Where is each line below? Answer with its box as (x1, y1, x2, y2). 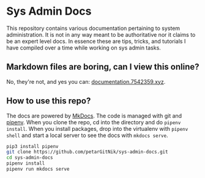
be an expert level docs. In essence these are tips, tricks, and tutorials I (6, 37, 186, 45)
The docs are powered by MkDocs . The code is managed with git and (6, 112, 182, 119)
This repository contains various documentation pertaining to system (6, 24, 181, 32)
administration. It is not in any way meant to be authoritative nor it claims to (6, 31, 196, 38)
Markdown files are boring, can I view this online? (6, 62, 199, 72)
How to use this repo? (6, 96, 91, 106)
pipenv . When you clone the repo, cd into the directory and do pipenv (6, 118, 181, 126)
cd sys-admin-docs (6, 155, 53, 161)
